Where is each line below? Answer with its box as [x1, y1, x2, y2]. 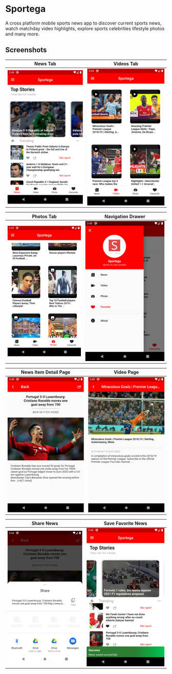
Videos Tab [113, 61, 138, 67]
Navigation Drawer [104, 213, 146, 219]
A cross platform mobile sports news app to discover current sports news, [5, 20, 162, 26]
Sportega [5, 3, 46, 15]
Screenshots [5, 46, 47, 54]
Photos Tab [32, 213, 57, 219]
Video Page [113, 369, 139, 375]
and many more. [5, 31, 40, 37]
